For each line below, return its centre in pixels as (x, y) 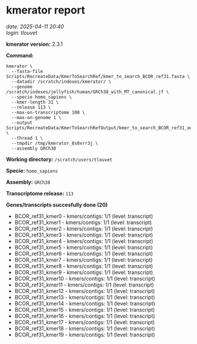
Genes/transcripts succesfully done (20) (57, 205)
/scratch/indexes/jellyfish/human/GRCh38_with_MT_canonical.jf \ (87, 92)
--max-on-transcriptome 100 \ (48, 112)
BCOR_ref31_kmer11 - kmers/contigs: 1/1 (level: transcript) (84, 285)
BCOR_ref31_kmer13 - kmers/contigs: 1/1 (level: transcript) (85, 297)
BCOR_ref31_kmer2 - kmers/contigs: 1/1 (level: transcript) (84, 228)
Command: (20, 55)
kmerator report (46, 10)
